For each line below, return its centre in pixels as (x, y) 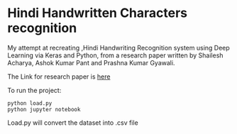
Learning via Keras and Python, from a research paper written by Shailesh (115, 55)
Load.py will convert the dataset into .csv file (73, 123)
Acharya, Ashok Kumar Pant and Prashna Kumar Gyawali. (91, 62)
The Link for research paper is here (59, 77)
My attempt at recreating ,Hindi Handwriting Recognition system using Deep (119, 48)
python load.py (30, 103)
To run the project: (34, 90)
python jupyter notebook (44, 109)
